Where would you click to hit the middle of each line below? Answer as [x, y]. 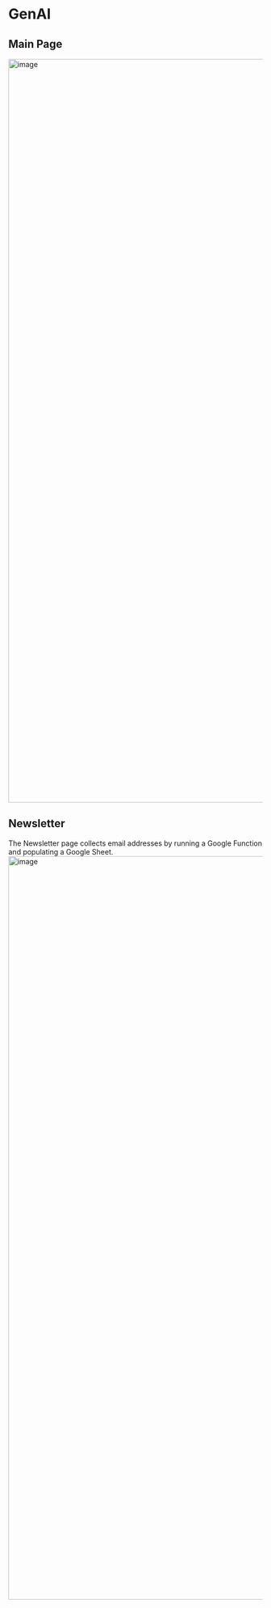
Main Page [35, 44]
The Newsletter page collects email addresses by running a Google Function [135, 843]
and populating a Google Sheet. [61, 851]
